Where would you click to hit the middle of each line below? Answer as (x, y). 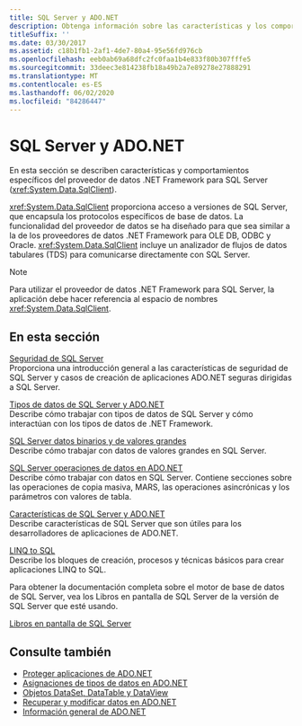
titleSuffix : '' (40, 34)
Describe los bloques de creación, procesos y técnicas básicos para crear (147, 560)
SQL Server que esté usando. (64, 606)
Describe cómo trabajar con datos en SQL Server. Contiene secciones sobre (151, 478)
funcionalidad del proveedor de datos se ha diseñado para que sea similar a (150, 226)
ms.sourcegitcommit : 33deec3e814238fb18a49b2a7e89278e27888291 (130, 68)
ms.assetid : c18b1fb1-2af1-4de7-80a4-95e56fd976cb (106, 51)
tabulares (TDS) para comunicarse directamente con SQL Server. (130, 255)
